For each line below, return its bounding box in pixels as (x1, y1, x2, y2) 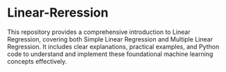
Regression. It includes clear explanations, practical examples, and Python (7, 42, 220, 51)
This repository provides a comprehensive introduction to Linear (7, 28, 191, 36)
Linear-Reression (7, 5, 109, 21)
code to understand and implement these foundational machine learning (7, 50, 214, 58)
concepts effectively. (7, 57, 67, 65)
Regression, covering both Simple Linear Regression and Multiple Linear (7, 35, 214, 43)
